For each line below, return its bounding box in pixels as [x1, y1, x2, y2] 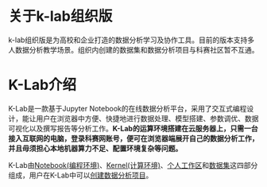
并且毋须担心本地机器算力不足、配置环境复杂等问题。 [8, 143, 183, 153]
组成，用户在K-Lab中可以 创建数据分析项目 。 [8, 170, 153, 180]
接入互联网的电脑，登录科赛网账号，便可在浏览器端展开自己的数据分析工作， [8, 133, 259, 143]
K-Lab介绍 [8, 76, 77, 94]
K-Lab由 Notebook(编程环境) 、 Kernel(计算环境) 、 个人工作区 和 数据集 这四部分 [8, 160, 258, 169]
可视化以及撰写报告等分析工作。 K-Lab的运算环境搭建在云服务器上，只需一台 [8, 123, 258, 133]
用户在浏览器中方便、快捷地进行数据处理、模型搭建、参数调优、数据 [35, 113, 259, 123]
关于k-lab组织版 [8, 7, 113, 25]
